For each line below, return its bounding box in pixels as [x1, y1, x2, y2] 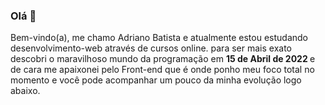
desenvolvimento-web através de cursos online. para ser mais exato [10, 42, 292, 54]
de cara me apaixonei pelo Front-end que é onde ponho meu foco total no [10, 64, 315, 76]
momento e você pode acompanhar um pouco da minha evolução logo [10, 74, 302, 86]
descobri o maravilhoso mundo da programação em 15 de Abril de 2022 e [10, 53, 316, 65]
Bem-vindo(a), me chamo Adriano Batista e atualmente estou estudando [10, 32, 308, 44]
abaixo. [10, 85, 41, 97]
